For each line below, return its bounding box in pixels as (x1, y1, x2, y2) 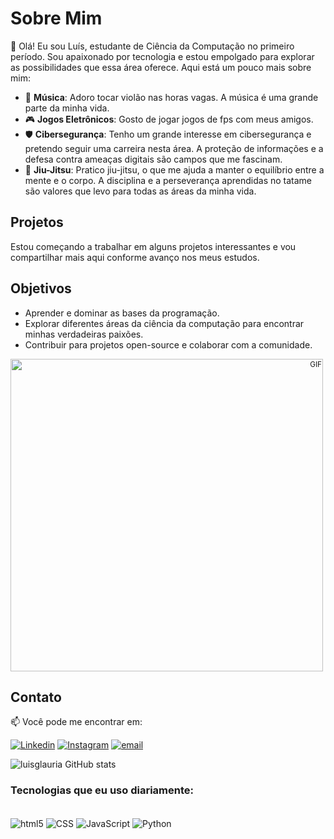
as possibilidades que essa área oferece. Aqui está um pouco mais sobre (10, 61, 312, 73)
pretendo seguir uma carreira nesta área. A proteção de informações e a (24, 142, 324, 154)
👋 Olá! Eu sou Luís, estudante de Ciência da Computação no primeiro (10, 40, 295, 52)
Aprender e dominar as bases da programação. (24, 307, 220, 319)
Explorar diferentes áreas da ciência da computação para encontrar (24, 317, 305, 329)
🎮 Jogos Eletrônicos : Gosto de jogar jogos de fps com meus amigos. (24, 113, 314, 125)
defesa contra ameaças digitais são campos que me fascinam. (24, 153, 283, 165)
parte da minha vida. (24, 102, 110, 114)
